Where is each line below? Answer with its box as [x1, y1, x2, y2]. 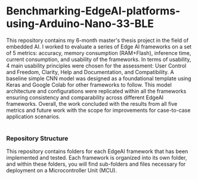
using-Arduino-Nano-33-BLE [6, 17, 154, 30]
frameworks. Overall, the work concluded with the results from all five [6, 100, 178, 107]
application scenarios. [6, 112, 61, 120]
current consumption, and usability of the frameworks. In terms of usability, [6, 56, 191, 63]
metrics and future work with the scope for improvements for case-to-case [6, 106, 191, 114]
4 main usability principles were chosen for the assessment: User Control [6, 62, 187, 69]
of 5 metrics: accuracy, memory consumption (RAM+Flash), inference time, [6, 49, 191, 56]
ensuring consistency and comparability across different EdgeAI [6, 94, 164, 101]
